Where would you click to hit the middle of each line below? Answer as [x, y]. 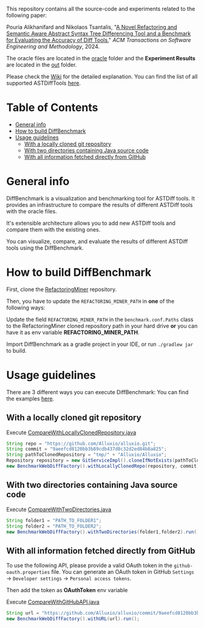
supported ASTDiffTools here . [43, 83]
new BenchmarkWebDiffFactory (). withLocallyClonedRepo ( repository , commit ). [104, 466]
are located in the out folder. [42, 65]
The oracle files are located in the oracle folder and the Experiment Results [101, 58]
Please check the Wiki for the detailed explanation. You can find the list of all [102, 76]
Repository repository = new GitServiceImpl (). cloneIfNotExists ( [90, 460]
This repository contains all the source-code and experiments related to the [101, 9]
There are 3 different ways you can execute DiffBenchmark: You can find [97, 392]
